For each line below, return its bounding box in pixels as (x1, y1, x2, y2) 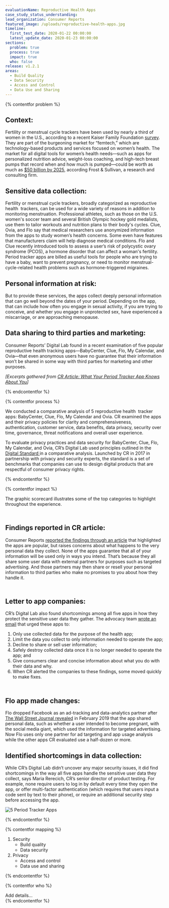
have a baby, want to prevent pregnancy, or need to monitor (5, 259, 130, 265)
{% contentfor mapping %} (5, 827, 62, 832)
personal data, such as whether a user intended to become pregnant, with (5, 721, 159, 727)
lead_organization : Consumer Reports (5, 17, 85, 22)
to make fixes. (12, 674, 42, 680)
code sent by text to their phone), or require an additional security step (5, 792, 152, 797)
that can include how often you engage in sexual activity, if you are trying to (5, 303, 163, 309)
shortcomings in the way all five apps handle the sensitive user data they (5, 770, 157, 776)
